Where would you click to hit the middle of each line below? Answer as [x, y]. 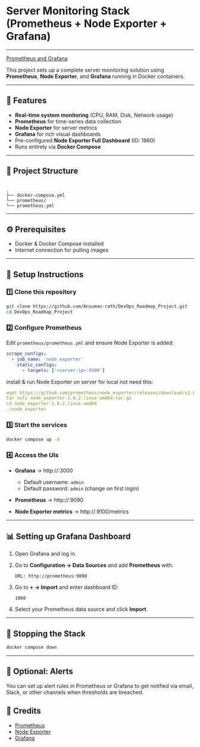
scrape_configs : [26, 354]
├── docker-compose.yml [36, 195]
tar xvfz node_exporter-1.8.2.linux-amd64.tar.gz [69, 398]
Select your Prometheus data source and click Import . [81, 609]
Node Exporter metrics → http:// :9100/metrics [72, 512]
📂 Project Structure [42, 171]
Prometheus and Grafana [37, 58]
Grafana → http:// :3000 [44, 470]
